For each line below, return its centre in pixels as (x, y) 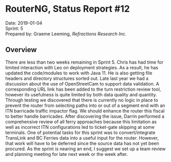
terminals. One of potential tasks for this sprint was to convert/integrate (80, 132)
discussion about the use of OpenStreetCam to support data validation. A (82, 84)
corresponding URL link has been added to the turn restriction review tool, (83, 89)
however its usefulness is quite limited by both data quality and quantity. (81, 94)
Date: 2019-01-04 (24, 23)
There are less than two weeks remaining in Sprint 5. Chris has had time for (84, 62)
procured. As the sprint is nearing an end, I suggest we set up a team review (86, 149)
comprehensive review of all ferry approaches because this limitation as (81, 121)
